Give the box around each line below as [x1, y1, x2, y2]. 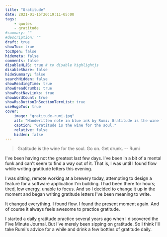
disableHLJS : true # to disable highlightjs [5, 63, 99, 68]
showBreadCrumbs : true [5, 85, 52, 91]
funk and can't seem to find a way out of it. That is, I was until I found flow [5, 160, 157, 166]
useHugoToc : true [5, 104, 41, 109]
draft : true [5, 40, 30, 45]
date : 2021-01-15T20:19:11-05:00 [5, 12, 75, 17]
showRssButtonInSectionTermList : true [5, 100, 85, 105]
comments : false [5, 58, 39, 63]
